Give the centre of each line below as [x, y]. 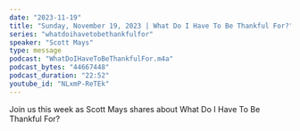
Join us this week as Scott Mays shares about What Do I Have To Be [135, 109]
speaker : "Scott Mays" [51, 42]
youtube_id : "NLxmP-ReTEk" [59, 84]
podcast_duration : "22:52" [59, 76]
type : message [36, 51]
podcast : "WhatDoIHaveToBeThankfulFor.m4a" [92, 59]
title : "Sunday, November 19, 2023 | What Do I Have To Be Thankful [139, 26]
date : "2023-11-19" [46, 17]
